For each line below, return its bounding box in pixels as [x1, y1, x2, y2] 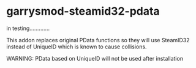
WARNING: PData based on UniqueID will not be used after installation [6, 55, 184, 62]
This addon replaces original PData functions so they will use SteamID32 [6, 36, 190, 43]
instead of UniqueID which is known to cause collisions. [6, 43, 147, 50]
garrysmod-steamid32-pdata [6, 4, 160, 18]
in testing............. [6, 25, 50, 32]
